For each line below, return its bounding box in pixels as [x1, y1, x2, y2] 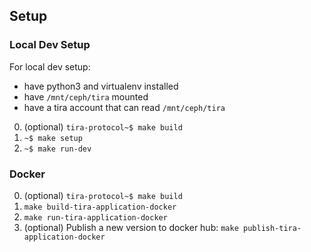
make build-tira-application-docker [23, 202, 177, 212]
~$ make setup [23, 133, 83, 143]
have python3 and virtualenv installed [23, 80, 179, 92]
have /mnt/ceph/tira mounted [23, 90, 149, 103]
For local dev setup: [9, 60, 91, 73]
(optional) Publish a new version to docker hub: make [23, 221, 239, 233]
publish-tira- [242, 223, 302, 233]
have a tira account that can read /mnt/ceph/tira [23, 101, 226, 113]
